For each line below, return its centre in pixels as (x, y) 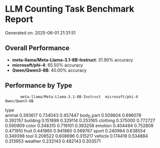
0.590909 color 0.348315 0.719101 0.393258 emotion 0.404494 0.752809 (79, 126)
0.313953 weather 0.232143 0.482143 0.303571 (53, 141)
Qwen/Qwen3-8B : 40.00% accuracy (49, 70)
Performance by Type (39, 85)
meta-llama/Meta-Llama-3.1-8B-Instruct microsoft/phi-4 (79, 97)
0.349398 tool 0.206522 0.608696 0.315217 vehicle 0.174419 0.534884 (77, 136)
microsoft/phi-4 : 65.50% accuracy (48, 65)
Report (19, 19)
